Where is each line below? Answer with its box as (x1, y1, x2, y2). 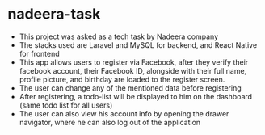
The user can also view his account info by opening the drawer (19, 108, 229, 118)
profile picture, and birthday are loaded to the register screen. (19, 74, 225, 84)
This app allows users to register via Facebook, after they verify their (19, 57, 249, 67)
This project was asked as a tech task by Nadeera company (19, 32, 219, 41)
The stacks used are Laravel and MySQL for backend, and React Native (19, 40, 258, 49)
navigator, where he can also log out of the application (19, 117, 201, 127)
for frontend (19, 49, 60, 58)
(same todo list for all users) (19, 100, 113, 110)
